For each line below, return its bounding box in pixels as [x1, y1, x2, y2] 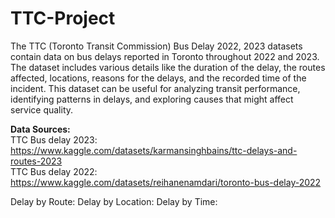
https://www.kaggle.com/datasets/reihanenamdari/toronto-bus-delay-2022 [10, 176, 322, 188]
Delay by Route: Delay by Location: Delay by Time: [10, 195, 218, 207]
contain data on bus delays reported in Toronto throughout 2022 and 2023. [10, 50, 320, 62]
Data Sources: [10, 123, 71, 135]
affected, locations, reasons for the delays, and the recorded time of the [10, 72, 307, 84]
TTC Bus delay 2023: [10, 133, 98, 146]
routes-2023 [10, 155, 63, 167]
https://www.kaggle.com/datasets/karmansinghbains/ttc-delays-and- [10, 144, 298, 156]
